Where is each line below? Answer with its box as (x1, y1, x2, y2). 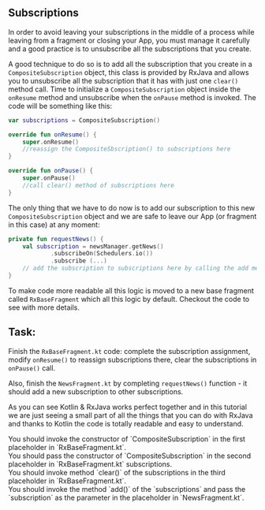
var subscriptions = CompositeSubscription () (8, 116, 160, 125)
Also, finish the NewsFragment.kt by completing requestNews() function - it (8, 378, 248, 388)
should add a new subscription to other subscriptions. (8, 386, 184, 396)
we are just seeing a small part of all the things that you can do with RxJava (8, 410, 254, 420)
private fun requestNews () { (8, 235, 104, 243)
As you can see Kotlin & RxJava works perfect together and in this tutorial (8, 402, 247, 411)
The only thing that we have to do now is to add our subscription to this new (8, 203, 255, 212)
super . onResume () (22, 138, 80, 146)
